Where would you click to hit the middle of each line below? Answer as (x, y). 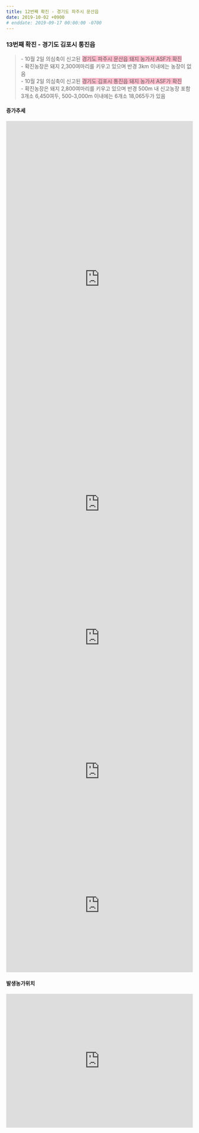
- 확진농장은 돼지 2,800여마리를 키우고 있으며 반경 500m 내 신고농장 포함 (105, 88)
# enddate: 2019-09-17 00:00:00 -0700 (54, 23)
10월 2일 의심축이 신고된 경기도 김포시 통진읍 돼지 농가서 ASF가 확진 (103, 81)
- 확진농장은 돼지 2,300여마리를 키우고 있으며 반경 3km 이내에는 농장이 (103, 66)
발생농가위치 (21, 983)
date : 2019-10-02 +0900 (36, 17)
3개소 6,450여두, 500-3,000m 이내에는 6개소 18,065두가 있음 (93, 96)
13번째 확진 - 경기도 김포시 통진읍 (51, 45)
